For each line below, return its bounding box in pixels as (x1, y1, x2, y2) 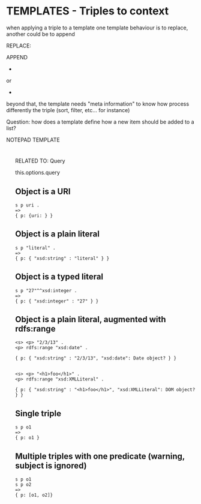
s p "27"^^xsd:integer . (14, 287, 77, 293)
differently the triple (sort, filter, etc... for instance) (6, 106, 130, 113)
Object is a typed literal (14, 272, 104, 282)
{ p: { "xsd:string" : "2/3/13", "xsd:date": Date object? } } (14, 355, 177, 361)
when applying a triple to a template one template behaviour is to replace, (6, 24, 188, 31)
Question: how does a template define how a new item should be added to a (6, 118, 194, 125)
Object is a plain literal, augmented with (14, 314, 166, 325)
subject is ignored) (14, 460, 87, 470)
